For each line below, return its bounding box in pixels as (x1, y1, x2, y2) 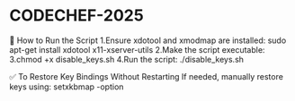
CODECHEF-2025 (9, 5, 144, 26)
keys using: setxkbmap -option (9, 81, 124, 92)
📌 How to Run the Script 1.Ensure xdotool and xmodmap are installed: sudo (9, 35, 287, 46)
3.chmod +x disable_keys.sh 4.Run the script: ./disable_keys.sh (9, 54, 245, 64)
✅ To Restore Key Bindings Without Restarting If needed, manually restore (9, 71, 283, 81)
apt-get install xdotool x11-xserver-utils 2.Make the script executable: (9, 44, 265, 55)
